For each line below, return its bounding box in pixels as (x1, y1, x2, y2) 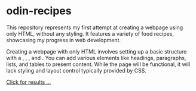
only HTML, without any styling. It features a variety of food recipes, (6, 30, 174, 37)
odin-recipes (6, 4, 72, 18)
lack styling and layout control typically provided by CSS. (6, 67, 147, 74)
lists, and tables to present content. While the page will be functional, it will (6, 61, 191, 68)
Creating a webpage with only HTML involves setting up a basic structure (6, 48, 187, 55)
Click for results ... (6, 79, 51, 86)
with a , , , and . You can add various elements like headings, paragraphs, (6, 54, 186, 61)
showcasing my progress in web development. (6, 36, 121, 43)
